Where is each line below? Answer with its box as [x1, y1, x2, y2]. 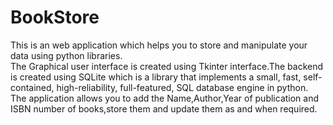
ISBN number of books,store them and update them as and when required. [10, 102, 318, 115]
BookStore [10, 6, 100, 29]
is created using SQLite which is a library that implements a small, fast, [10, 71, 302, 83]
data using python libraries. [10, 49, 123, 61]
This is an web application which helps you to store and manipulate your [10, 39, 308, 51]
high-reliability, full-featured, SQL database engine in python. [56, 81, 309, 93]
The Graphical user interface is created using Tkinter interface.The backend [10, 60, 324, 72]
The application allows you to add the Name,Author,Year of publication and [10, 92, 320, 104]
